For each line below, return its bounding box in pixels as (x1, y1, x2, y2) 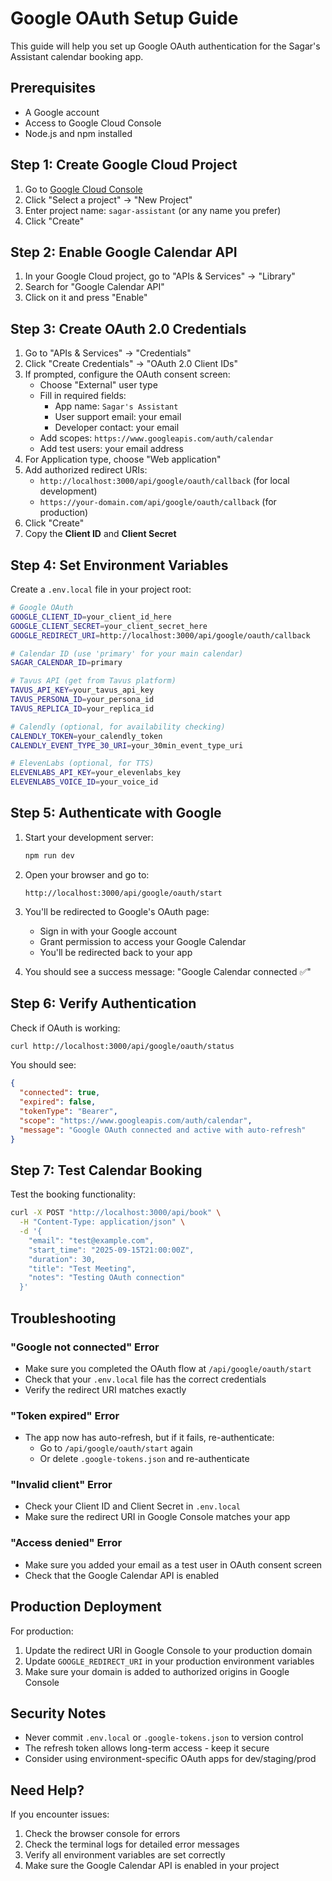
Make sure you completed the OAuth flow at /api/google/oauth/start (24, 1362, 312, 1374)
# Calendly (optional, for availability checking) (10, 722, 226, 732)
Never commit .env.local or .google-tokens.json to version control (24, 1732, 304, 1744)
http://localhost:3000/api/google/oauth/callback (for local (39, 475, 290, 487)
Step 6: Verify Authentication (10, 995, 197, 1012)
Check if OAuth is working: (10, 1022, 121, 1034)
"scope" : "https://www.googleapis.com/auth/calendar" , (19, 1115, 253, 1126)
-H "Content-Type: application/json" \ (19, 1217, 186, 1227)
